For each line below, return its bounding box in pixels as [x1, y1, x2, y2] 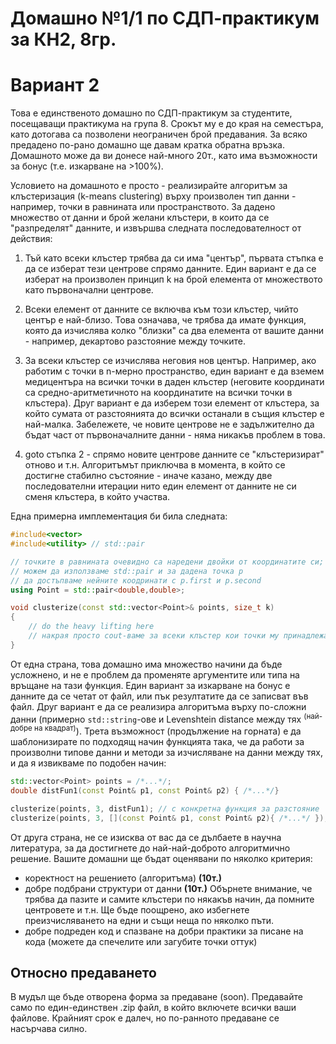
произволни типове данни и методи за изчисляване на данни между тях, [10, 747, 324, 759]
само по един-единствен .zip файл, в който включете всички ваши [10, 1002, 297, 1014]
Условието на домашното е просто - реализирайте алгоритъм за [10, 180, 288, 192]
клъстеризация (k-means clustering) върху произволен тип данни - [10, 190, 297, 202]
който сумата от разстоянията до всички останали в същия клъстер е [24, 408, 325, 420]
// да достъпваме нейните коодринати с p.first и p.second [10, 575, 262, 586]
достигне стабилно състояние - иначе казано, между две [24, 470, 273, 482]
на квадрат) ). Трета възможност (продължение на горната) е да [34, 723, 302, 737]
